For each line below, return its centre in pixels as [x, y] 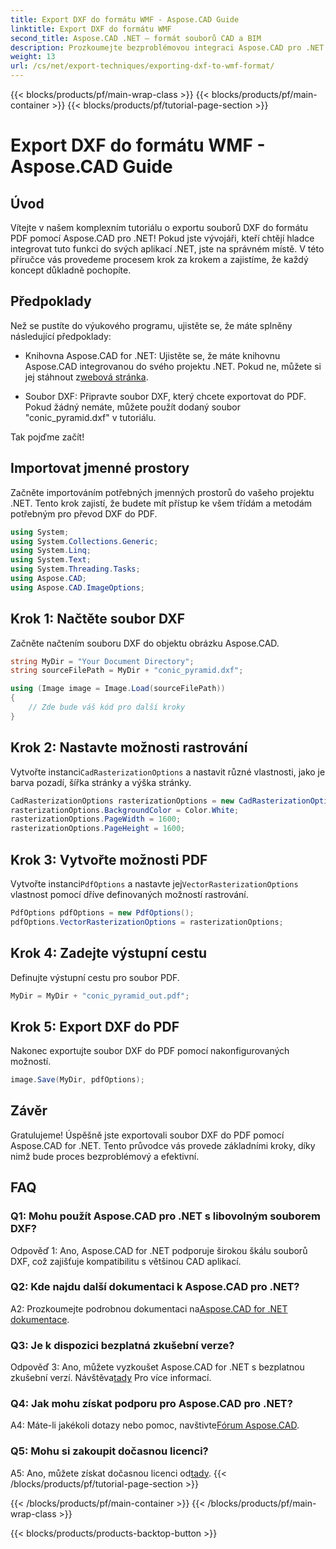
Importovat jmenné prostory [100, 468]
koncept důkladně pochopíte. [71, 270]
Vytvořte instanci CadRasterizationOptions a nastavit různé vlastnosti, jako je [168, 772]
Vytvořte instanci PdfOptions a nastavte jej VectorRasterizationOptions [154, 883]
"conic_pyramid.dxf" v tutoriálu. [90, 417]
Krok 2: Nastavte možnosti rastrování [129, 747]
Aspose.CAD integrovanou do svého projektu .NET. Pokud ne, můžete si [173, 366]
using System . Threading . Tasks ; [75, 569]
